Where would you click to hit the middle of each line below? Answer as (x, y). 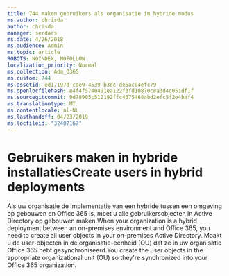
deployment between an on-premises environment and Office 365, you (109, 228)
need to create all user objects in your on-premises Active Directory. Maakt (114, 236)
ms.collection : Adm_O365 (43, 71)
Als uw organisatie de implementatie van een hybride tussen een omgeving (114, 206)
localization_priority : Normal (52, 65)
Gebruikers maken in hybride (93, 157)
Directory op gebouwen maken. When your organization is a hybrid (102, 221)
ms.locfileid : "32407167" (44, 123)
